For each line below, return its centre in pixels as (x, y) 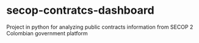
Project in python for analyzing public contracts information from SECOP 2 (100, 27)
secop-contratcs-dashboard (80, 10)
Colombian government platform (47, 33)
